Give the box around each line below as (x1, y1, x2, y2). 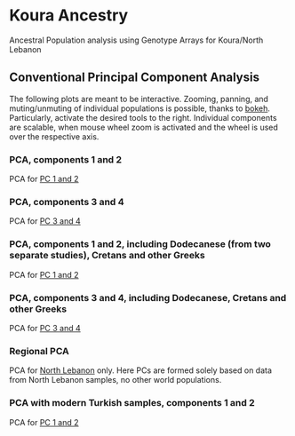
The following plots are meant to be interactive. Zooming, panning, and (9, 93, 269, 104)
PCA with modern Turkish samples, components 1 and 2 (9, 397, 255, 409)
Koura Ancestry (9, 5, 129, 26)
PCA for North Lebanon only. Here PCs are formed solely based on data (9, 365, 273, 376)
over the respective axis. (9, 131, 100, 142)
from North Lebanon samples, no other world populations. (9, 375, 222, 385)
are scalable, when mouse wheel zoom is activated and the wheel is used (9, 122, 278, 132)
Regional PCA (9, 345, 69, 357)
